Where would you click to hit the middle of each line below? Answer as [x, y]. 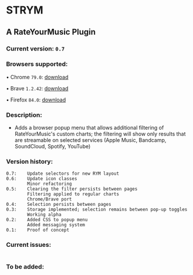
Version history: [30, 162]
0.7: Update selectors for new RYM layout [62, 174]
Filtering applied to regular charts [73, 194]
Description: [24, 115]
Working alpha [44, 215]
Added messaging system [56, 225]
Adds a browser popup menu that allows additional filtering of [89, 128]
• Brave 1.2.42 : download [37, 88]
